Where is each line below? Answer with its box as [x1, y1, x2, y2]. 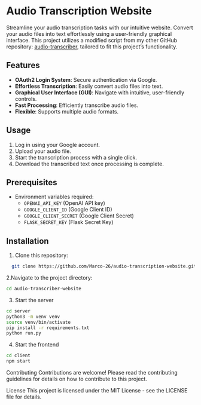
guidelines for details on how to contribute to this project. [6, 375, 148, 383]
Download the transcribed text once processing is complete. [14, 160, 165, 167]
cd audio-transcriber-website [6, 286, 82, 292]
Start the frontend [14, 341, 59, 348]
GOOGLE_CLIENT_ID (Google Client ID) [23, 206, 112, 213]
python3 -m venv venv [6, 314, 60, 320]
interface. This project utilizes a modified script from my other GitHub [6, 36, 178, 44]
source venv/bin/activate [6, 319, 71, 325]
